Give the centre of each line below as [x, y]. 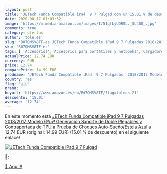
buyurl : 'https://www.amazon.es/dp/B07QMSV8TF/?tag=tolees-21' [72, 93]
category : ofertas [24, 33]
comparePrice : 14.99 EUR [31, 70]
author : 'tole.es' [24, 38]
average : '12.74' [23, 102]
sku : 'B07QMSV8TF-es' [28, 47]
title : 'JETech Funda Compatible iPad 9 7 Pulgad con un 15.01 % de [79, 14]
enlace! [13, 138]
